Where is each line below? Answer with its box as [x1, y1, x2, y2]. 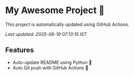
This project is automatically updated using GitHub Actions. [5, 21, 129, 27]
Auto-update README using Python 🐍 [12, 59, 92, 65]
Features [5, 46, 34, 55]
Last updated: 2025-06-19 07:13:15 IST [5, 31, 87, 37]
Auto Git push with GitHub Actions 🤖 [12, 64, 89, 70]
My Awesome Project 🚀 [5, 5, 105, 16]
